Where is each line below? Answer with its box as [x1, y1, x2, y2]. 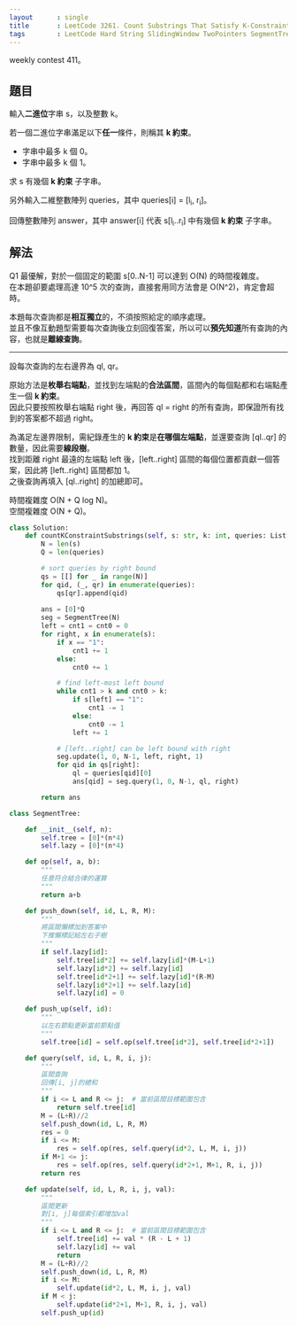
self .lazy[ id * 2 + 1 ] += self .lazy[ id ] [56, 981, 192, 989]
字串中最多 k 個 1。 [21, 157, 91, 168]
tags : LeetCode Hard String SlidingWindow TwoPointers [9, 29, 247, 38]
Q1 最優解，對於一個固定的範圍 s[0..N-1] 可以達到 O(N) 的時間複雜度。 [9, 270, 264, 281]
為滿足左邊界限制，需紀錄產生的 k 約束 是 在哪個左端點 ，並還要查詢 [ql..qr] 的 [9, 431, 287, 442]
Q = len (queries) [41, 548, 104, 557]
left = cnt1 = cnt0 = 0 [41, 622, 128, 631]
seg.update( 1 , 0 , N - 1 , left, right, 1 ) [56, 752, 203, 762]
